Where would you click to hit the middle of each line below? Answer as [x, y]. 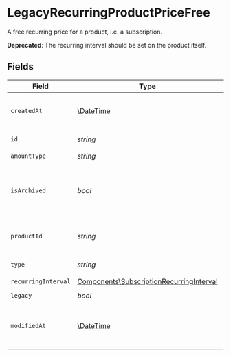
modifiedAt [28, 326]
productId [26, 236]
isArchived [28, 190]
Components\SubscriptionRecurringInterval [147, 282]
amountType [28, 156]
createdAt [26, 111]
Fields [21, 67]
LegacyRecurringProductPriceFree [109, 13]
